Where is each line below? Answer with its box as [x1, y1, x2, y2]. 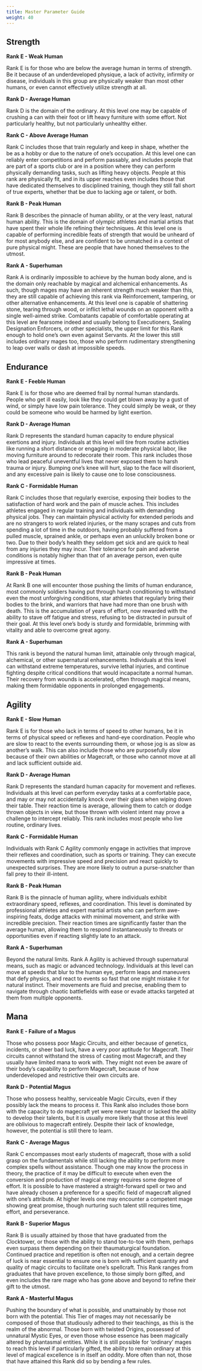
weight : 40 [6, 14, 34, 21]
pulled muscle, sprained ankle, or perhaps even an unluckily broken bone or [6, 533, 195, 540]
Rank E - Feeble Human [6, 378, 66, 385]
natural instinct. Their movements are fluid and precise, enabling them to [6, 981, 187, 988]
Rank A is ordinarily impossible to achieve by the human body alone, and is [6, 274, 192, 281]
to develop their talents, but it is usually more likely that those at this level [6, 1114, 188, 1121]
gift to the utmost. [6, 1283, 51, 1290]
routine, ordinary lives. [6, 821, 62, 828]
